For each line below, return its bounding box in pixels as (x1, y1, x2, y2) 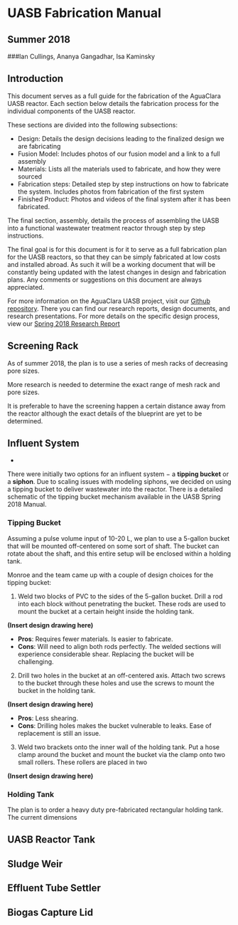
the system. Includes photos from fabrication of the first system (17, 187, 205, 196)
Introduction (7, 73, 64, 85)
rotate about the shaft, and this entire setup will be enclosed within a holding (7, 549, 232, 558)
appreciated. (7, 282, 45, 291)
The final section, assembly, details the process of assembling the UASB (7, 216, 220, 225)
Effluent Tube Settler (7, 882, 102, 894)
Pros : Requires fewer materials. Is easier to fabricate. (17, 635, 173, 643)
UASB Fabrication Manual (7, 5, 162, 21)
